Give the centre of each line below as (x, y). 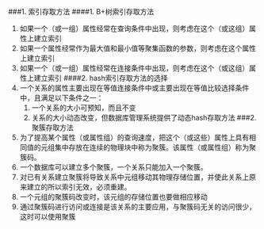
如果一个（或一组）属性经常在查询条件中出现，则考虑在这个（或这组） (134, 29)
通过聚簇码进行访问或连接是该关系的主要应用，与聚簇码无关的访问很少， (138, 207)
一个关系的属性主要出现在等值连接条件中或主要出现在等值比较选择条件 (134, 88)
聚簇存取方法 (52, 128)
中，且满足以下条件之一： (61, 98)
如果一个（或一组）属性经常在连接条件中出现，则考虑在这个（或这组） (134, 68)
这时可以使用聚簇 (48, 217)
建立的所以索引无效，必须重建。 (79, 187)
